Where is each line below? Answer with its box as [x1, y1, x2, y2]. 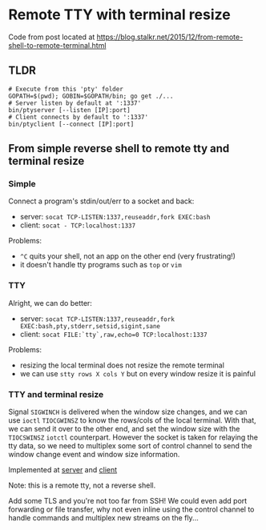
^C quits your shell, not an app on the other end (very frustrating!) [19, 251, 236, 261]
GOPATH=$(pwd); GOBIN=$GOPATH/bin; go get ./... [8, 92, 174, 100]
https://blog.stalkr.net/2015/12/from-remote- [96, 32, 244, 42]
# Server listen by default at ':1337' [8, 98, 142, 107]
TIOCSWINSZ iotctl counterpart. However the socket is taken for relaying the [8, 432, 259, 442]
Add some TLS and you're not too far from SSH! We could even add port [8, 496, 248, 506]
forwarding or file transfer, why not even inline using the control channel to [8, 504, 255, 514]
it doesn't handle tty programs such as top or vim [19, 260, 182, 270]
